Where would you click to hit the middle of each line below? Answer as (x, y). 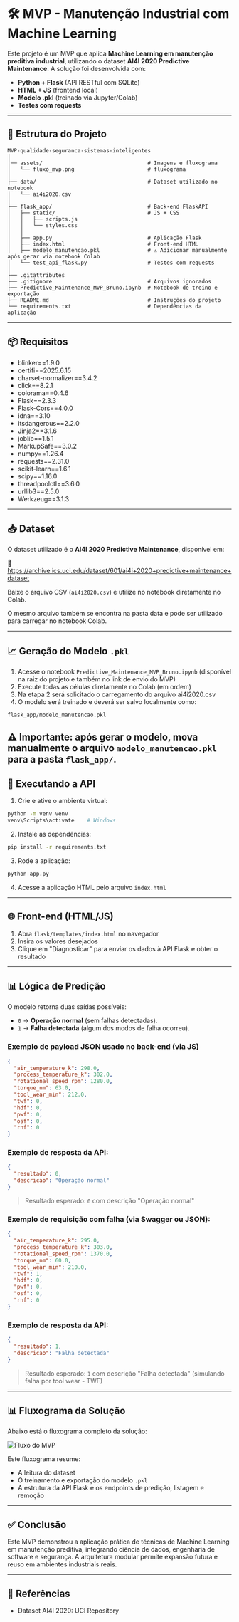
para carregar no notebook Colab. (57, 621)
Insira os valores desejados (58, 941)
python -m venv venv (38, 814)
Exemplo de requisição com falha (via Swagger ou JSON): (109, 1219)
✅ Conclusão (37, 1524)
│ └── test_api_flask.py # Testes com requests (111, 263)
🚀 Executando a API (52, 784)
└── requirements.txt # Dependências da (105, 306)
